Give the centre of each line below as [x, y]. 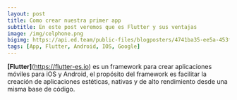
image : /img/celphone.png [45, 33]
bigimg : [19, 40]
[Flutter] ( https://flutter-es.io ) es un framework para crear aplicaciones [110, 67]
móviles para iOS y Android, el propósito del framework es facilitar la [107, 74]
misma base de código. [41, 89]
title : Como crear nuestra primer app [64, 20]
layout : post [26, 14]
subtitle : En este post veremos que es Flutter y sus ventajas [102, 27]
